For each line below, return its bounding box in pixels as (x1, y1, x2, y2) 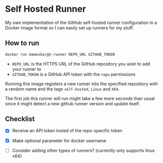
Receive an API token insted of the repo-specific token (12, 128, 122, 134)
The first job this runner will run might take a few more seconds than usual (5, 95, 155, 101)
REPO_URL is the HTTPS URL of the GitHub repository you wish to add (12, 61, 150, 67)
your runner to (12, 66, 42, 72)
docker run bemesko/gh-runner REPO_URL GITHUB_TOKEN (5, 52, 115, 57)
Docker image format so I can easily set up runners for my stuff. (5, 24, 134, 30)
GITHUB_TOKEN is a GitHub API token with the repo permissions (12, 71, 136, 77)
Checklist (5, 115, 35, 123)
